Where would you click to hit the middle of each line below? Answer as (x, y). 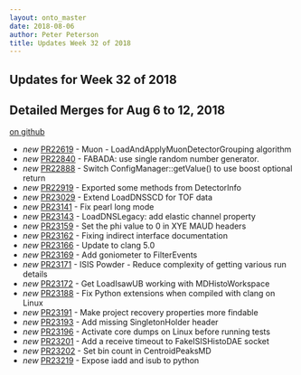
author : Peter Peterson (54, 34)
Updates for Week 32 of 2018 (94, 79)
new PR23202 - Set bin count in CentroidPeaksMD (117, 351)
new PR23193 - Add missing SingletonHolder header (120, 323)
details (35, 274)
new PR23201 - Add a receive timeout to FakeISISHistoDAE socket (146, 342)
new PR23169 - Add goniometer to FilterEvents (110, 255)
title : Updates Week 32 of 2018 (70, 43)
